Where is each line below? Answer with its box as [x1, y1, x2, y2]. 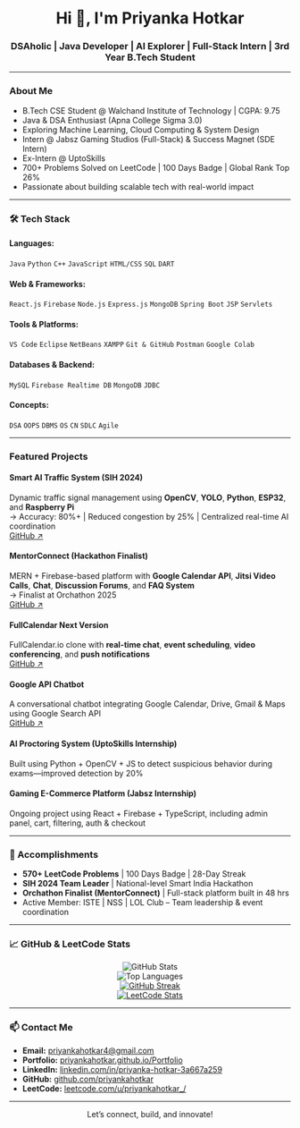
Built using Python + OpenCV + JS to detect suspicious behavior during [9, 758, 273, 768]
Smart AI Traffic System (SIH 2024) [9, 472, 144, 483]
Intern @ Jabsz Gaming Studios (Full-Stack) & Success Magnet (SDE [21, 133, 275, 144]
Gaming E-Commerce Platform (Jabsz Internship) [9, 788, 197, 799]
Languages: [9, 238, 55, 249]
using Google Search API [9, 708, 101, 719]
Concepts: [9, 400, 49, 411]
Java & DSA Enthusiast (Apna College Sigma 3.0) [21, 114, 203, 125]
